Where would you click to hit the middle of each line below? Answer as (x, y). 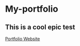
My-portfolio (32, 9)
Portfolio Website (23, 39)
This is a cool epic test (40, 27)
